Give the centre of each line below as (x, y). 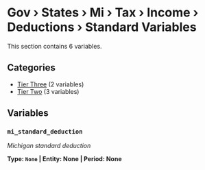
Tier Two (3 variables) (48, 91)
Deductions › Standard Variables (102, 27)
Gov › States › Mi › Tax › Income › (103, 13)
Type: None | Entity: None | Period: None (64, 159)
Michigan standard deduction (49, 146)
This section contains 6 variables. (55, 46)
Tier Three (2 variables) (50, 84)
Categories (32, 68)
